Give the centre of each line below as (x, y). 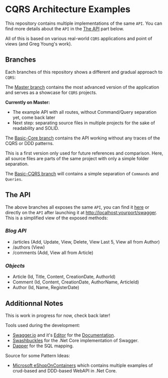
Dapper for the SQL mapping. (43, 346)
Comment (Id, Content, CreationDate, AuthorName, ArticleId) (76, 282)
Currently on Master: (28, 102)
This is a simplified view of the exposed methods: (57, 218)
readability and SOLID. (36, 128)
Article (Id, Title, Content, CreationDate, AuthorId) (64, 277)
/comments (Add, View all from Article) (53, 252)
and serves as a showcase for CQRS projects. (51, 92)
